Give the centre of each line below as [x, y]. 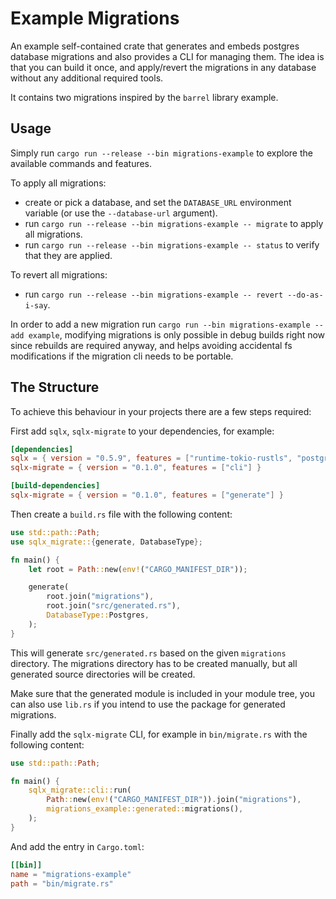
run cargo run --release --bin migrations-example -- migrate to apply [174, 223]
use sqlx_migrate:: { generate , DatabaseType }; [106, 542]
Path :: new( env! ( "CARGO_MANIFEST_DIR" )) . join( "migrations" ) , [174, 800]
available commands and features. [81, 163]
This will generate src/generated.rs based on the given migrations [148, 653]
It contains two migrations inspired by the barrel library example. [144, 97]
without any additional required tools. [87, 78]
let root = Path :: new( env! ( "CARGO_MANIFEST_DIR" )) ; [138, 569]
